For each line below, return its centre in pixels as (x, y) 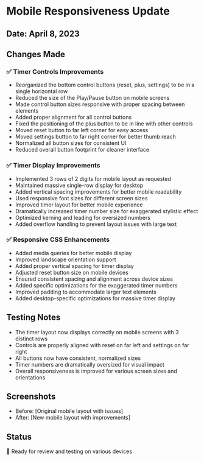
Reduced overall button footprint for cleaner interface (82, 150)
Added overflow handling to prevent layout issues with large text (96, 224)
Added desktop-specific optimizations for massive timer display (95, 298)
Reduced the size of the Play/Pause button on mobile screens (92, 98)
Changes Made (36, 54)
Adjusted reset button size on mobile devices (72, 272)
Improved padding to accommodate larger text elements (86, 292)
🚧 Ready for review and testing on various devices (69, 451)
